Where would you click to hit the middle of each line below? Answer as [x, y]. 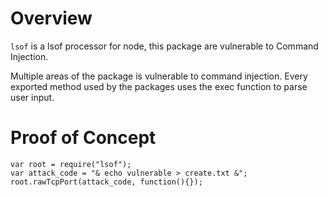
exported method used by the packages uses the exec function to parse [159, 86]
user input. [32, 97]
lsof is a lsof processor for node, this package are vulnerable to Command [164, 46]
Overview [51, 18]
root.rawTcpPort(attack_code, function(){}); [106, 182]
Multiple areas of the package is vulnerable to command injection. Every [159, 76]
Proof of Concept [83, 138]
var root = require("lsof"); [71, 164]
